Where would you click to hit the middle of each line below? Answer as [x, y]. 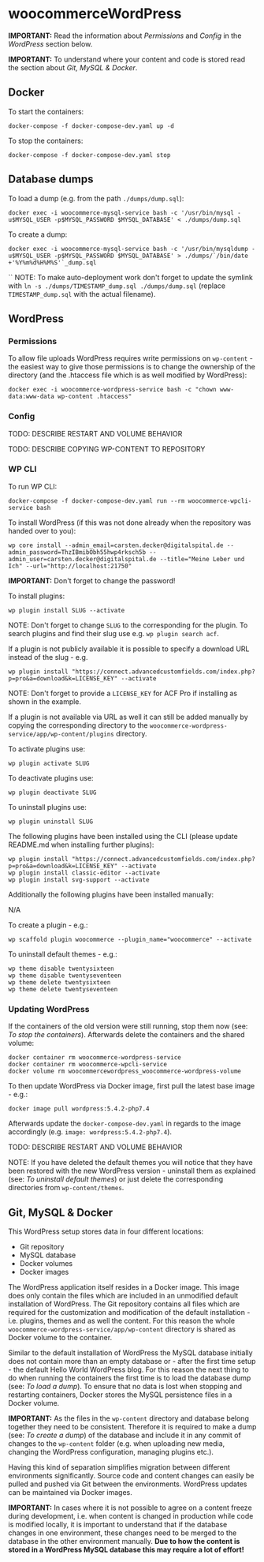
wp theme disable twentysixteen [61, 968]
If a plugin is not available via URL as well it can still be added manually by [128, 717]
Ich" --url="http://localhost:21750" [70, 566]
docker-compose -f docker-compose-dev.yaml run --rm [97, 501]
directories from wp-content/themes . [66, 1188]
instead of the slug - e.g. [48, 657]
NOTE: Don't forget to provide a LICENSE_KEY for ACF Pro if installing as [123, 693]
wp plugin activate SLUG [49, 763]
